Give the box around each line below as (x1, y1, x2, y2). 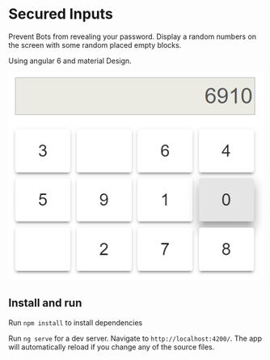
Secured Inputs (8, 5, 113, 23)
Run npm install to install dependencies (8, 317, 143, 328)
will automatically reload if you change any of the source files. (8, 341, 215, 352)
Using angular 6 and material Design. (8, 56, 132, 66)
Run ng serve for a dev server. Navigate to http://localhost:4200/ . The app (8, 333, 263, 343)
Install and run (8, 296, 82, 310)
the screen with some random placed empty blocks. (8, 40, 182, 49)
